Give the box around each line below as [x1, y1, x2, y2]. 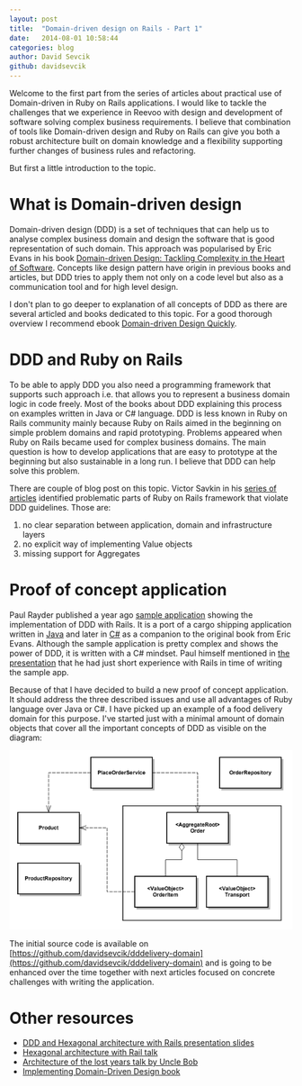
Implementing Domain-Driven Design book [22, 1066, 181, 1077]
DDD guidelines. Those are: [9, 502, 111, 512]
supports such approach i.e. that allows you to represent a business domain [9, 388, 290, 400]
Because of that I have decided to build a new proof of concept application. [9, 684, 289, 695]
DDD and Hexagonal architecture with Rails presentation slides [22, 1037, 254, 1048]
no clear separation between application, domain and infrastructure [22, 519, 272, 530]
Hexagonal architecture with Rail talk [22, 1047, 158, 1058]
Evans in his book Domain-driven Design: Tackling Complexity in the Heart [9, 252, 285, 263]
